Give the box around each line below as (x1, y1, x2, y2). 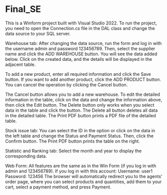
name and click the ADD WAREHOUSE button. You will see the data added (5, 51, 158, 57)
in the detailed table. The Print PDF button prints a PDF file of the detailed (5, 112, 156, 118)
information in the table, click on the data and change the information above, (5, 96, 163, 103)
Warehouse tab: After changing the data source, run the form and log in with (5, 40, 162, 46)
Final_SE (5, 3, 41, 15)
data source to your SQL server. (5, 30, 71, 36)
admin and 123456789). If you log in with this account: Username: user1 (5, 168, 153, 174)
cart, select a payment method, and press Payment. (5, 184, 112, 190)
